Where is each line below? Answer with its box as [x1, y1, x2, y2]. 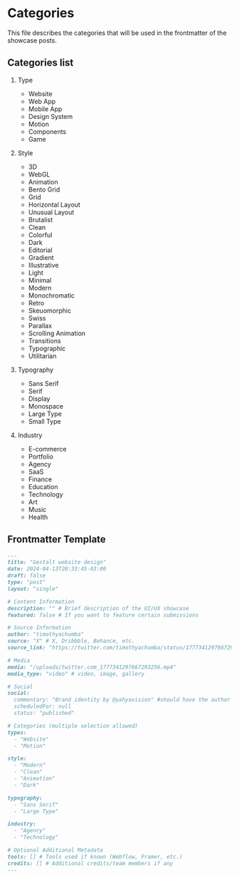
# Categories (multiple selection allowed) [7, 722, 139, 729]
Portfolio [28, 452, 53, 461]
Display [28, 394, 51, 403]
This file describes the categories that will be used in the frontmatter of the [7, 28, 227, 37]
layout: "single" [7, 585, 59, 592]
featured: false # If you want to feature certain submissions [7, 611, 199, 619]
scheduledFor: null [14, 703, 72, 710]
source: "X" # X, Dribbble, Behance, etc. [7, 637, 135, 645]
